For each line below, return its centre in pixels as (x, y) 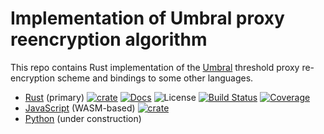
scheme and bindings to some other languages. (155, 78)
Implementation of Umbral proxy (147, 18)
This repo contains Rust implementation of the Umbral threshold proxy (155, 67)
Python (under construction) (83, 118)
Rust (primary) (54, 97)
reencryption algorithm (109, 39)
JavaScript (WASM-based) (80, 108)
